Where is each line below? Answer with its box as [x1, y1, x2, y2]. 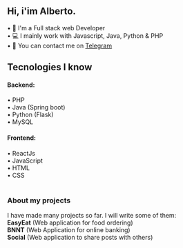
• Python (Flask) [7, 110, 54, 119]
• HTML [7, 163, 30, 172]
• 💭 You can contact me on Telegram [7, 41, 113, 50]
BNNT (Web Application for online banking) [7, 225, 131, 234]
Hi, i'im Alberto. [7, 6, 76, 17]
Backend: [7, 81, 35, 89]
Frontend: [7, 134, 37, 142]
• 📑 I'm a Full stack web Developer [7, 23, 106, 32]
